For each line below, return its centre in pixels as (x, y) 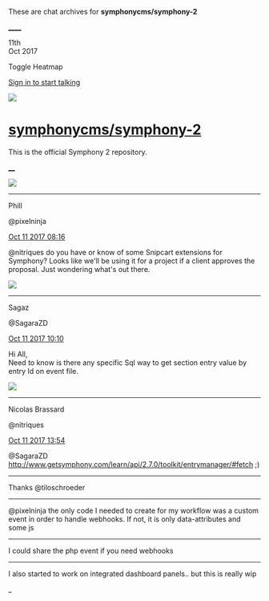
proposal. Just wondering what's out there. (79, 269)
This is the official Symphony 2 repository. (78, 152)
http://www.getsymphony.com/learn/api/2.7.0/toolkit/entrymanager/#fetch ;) (134, 464)
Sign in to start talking (44, 82)
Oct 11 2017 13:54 (37, 440)
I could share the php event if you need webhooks (91, 550)
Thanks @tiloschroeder (47, 487)
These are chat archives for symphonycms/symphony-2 (103, 12)
